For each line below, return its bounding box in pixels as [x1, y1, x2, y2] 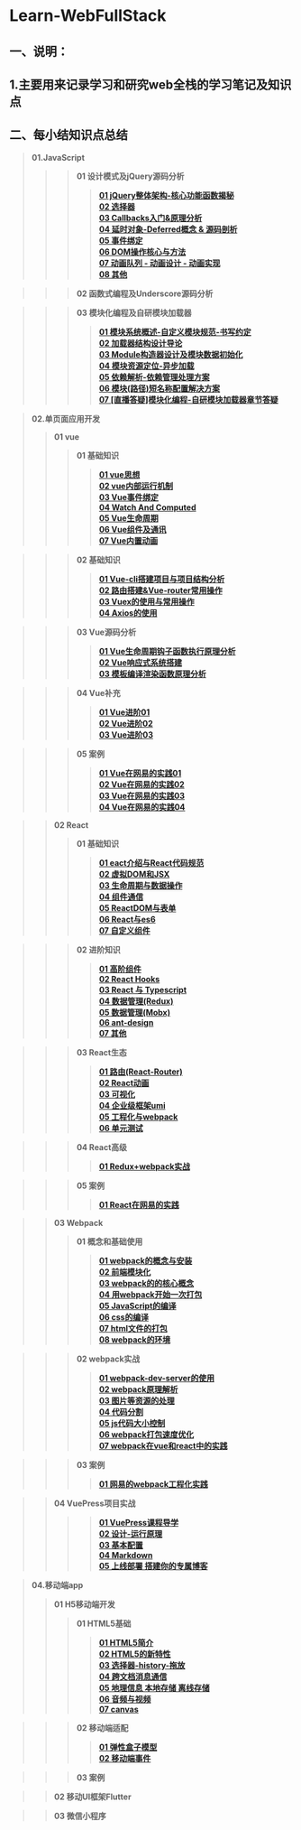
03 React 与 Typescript [98, 984, 187, 995]
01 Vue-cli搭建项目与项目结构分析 [98, 573, 225, 584]
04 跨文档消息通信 [98, 1671, 168, 1682]
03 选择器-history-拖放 [98, 1659, 186, 1670]
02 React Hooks [98, 973, 160, 984]
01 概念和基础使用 [76, 1236, 143, 1247]
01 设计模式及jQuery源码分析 [76, 171, 185, 181]
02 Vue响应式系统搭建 [98, 656, 183, 668]
